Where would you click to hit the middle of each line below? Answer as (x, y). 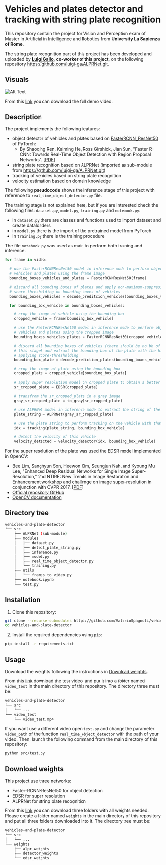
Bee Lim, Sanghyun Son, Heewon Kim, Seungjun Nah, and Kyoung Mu (83, 466)
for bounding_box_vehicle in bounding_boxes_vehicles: (67, 305)
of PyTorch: (24, 144)
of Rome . (15, 44)
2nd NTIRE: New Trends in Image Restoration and (88, 476)
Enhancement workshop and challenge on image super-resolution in (82, 482)
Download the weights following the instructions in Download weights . (77, 671)
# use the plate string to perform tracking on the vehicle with (83, 423)
